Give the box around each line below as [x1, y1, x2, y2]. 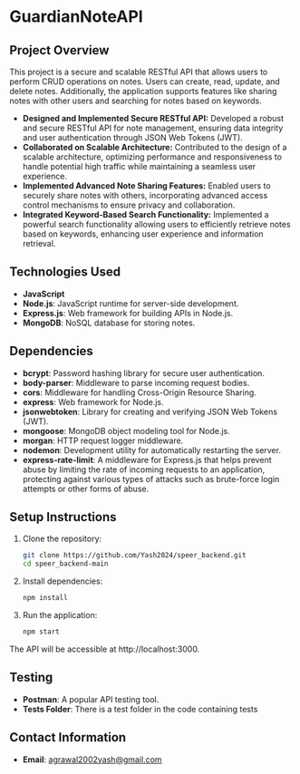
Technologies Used [9, 265, 121, 280]
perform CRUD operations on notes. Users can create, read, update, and [9, 76, 281, 87]
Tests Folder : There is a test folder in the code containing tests [22, 703, 258, 714]
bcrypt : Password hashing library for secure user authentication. [22, 367, 266, 378]
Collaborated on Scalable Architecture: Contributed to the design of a [22, 142, 287, 152]
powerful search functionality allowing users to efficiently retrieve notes [22, 219, 292, 229]
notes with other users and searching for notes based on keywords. [9, 95, 262, 106]
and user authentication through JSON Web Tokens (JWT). [22, 132, 243, 142]
